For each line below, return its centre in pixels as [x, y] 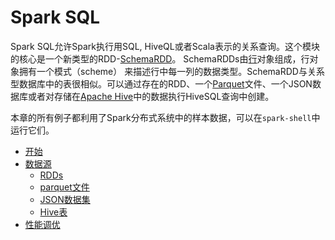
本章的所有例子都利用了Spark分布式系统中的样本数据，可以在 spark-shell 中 [165, 117]
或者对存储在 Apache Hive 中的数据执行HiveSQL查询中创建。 [151, 96]
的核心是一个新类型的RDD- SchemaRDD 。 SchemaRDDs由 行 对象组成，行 [160, 58]
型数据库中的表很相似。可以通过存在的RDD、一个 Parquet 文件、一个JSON [161, 83]
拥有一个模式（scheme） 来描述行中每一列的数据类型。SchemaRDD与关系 [171, 71]
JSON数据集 [65, 199]
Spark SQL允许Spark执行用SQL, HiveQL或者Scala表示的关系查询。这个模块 [165, 46]
